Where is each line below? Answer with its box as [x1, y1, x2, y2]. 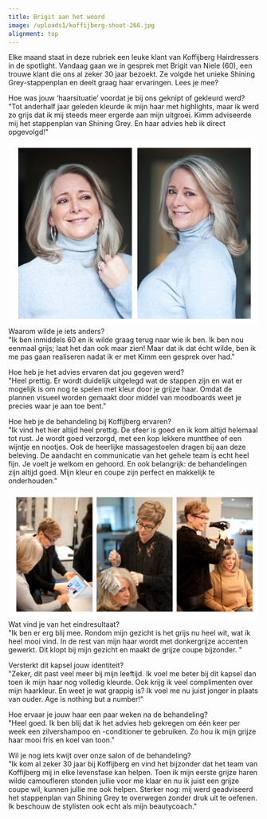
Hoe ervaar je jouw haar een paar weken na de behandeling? [8, 710, 209, 719]
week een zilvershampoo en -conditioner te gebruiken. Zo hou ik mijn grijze [8, 726, 257, 737]
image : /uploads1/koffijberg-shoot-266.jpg [8, 21, 155, 30]
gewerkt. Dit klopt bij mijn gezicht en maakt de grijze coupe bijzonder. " [8, 645, 243, 655]
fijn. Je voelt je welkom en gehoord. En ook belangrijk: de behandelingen [8, 459, 247, 469]
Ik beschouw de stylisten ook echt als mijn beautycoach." [8, 801, 198, 811]
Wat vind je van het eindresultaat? [8, 620, 120, 629]
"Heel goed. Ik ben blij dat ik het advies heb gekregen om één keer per [8, 719, 241, 728]
